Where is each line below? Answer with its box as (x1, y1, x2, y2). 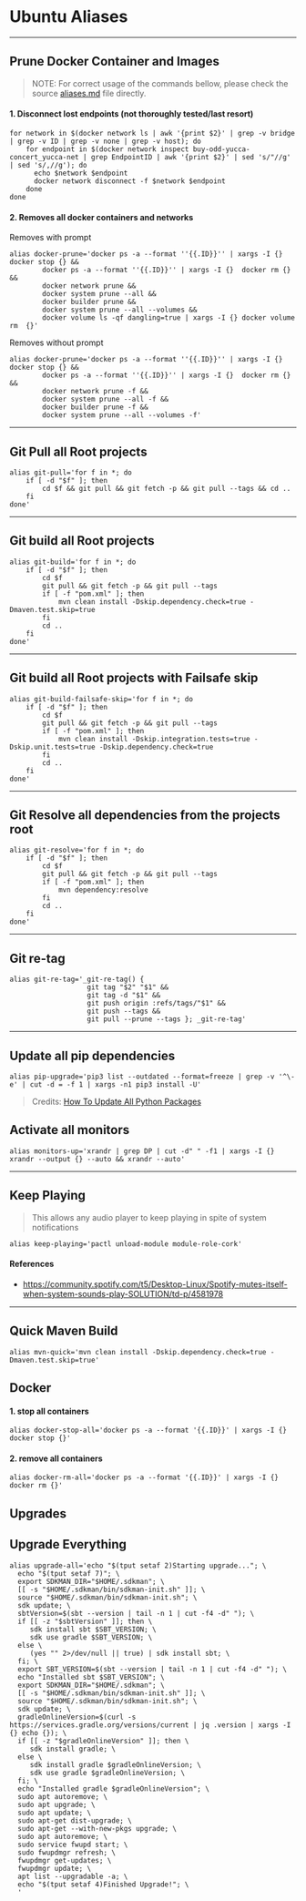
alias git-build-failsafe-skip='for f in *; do (9, 694, 194, 703)
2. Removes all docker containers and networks (9, 211, 194, 222)
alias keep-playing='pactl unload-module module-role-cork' (9, 1239, 243, 1249)
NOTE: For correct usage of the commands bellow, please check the (31, 77, 289, 88)
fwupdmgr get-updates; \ (17, 1855, 112, 1865)
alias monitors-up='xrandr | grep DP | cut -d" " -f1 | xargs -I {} (9, 1146, 275, 1156)
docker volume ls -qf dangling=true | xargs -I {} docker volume (42, 313, 296, 322)
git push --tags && (87, 1007, 161, 1017)
